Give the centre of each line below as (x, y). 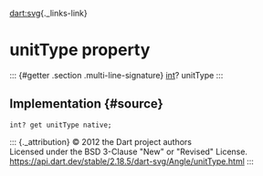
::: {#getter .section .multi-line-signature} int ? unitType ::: (116, 75)
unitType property (80, 50)
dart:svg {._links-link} (49, 13)
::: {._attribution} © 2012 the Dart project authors (100, 141)
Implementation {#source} (87, 104)
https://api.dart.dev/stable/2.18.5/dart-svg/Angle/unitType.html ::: (131, 161)
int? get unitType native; (61, 125)
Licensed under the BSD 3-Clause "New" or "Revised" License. (129, 151)
